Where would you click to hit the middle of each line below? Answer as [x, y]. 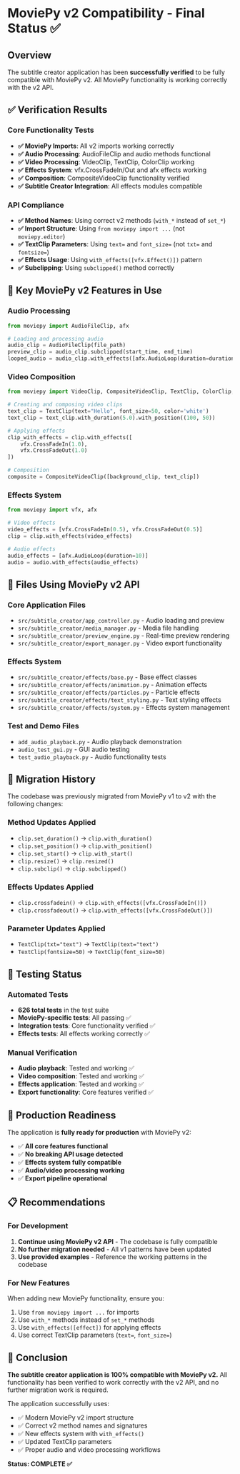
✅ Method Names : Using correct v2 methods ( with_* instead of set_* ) [122, 220]
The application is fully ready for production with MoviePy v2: [99, 1133]
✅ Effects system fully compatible [69, 1163]
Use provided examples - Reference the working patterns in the [112, 1257]
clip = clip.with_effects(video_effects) [70, 536]
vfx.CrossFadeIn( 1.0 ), [54, 444]
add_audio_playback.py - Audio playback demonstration [100, 741]
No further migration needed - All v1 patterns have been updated [115, 1249]
